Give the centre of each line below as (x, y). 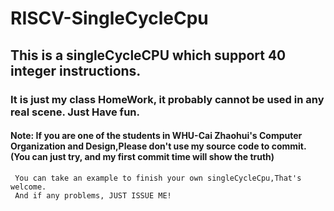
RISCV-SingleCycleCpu (109, 18)
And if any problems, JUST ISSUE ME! (93, 195)
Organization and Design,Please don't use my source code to (140, 146)
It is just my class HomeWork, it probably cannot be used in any (167, 99)
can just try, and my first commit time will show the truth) (153, 157)
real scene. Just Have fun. (75, 112)
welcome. (28, 187)
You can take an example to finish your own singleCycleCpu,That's (158, 178)
